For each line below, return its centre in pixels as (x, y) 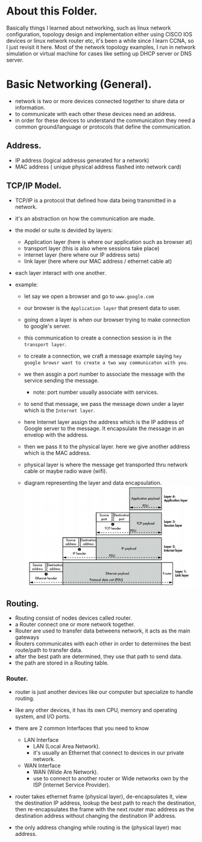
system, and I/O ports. (43, 716)
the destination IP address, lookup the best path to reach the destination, (105, 803)
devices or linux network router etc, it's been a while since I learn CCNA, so (100, 40)
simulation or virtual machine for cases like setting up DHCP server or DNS (99, 53)
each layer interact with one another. (61, 272)
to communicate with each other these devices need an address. (96, 114)
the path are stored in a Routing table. (62, 663)
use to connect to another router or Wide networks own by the (111, 778)
